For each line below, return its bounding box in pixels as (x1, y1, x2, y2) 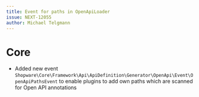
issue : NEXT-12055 (6, 14, 52, 20)
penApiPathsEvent (14, 79, 58, 85)
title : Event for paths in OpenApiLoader (6, 8, 110, 15)
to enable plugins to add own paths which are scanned (59, 78, 193, 85)
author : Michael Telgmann (6, 20, 70, 26)
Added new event (14, 65, 58, 72)
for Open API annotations (14, 84, 77, 91)
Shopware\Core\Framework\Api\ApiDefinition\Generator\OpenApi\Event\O (14, 73, 194, 79)
